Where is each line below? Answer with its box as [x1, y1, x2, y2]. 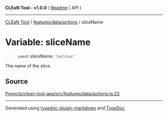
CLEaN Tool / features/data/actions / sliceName [5, 19, 103, 25]
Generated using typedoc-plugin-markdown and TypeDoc [5, 105, 125, 111]
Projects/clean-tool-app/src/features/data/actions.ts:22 [5, 90, 120, 96]
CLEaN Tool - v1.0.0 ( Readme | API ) [5, 5, 81, 10]
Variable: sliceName [5, 36, 91, 48]
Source [5, 77, 28, 86]
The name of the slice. [5, 62, 51, 68]
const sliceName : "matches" [17, 53, 75, 59]
